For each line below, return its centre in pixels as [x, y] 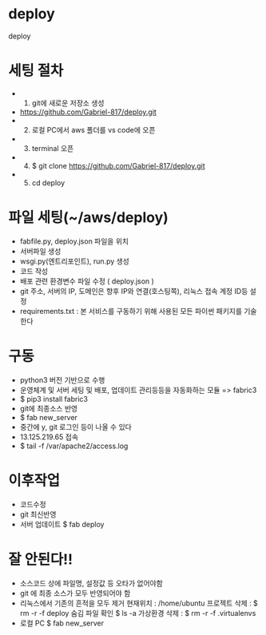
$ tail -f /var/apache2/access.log [74, 446]
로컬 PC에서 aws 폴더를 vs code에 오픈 [93, 129]
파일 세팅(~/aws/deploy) [89, 218]
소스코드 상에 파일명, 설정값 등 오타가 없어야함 [91, 583]
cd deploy [48, 183]
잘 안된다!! [41, 559]
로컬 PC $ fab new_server [62, 623]
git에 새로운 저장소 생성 [68, 103]
